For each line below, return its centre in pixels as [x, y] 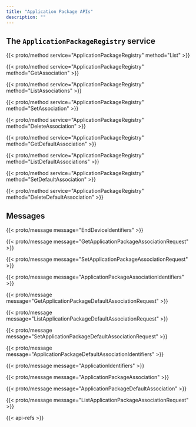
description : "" [26, 17]
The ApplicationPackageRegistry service [81, 41]
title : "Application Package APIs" [50, 12]
